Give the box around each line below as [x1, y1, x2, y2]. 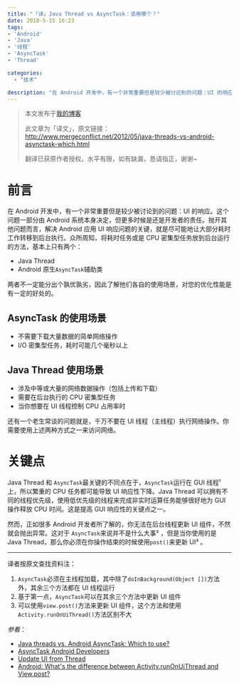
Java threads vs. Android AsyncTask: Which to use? [17, 639, 170, 647]
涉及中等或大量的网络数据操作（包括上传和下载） [17, 384, 161, 392]
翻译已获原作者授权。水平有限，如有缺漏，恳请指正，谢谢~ [24, 154, 198, 163]
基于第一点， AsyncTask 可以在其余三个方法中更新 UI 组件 [17, 592, 181, 600]
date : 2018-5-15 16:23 [7, 17, 75, 24]
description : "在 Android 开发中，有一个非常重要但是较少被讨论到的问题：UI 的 [7, 89, 223, 96]
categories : [7, 69, 43, 77]
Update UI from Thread [17, 654, 86, 663]
